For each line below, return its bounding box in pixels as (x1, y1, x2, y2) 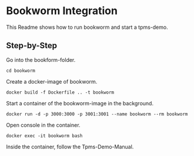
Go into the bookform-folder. (6, 56, 76, 63)
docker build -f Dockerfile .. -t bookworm (6, 89, 115, 95)
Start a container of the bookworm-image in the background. (6, 99, 154, 107)
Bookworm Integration (6, 4, 118, 18)
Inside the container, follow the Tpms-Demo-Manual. (6, 143, 134, 150)
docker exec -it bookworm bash (6, 132, 83, 139)
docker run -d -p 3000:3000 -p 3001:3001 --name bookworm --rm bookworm (6, 111, 188, 117)
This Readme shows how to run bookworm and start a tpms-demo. (6, 24, 169, 31)
